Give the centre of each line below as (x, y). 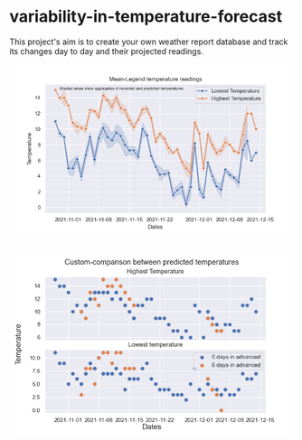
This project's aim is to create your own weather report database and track (149, 42)
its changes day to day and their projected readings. (106, 51)
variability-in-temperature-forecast (146, 17)
